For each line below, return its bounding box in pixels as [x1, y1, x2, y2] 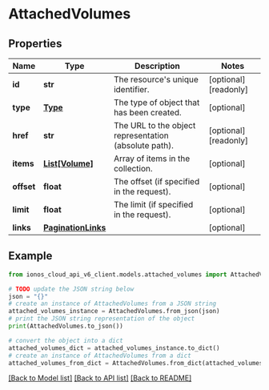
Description [134, 61, 180, 71]
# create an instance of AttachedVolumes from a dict [8, 352, 192, 360]
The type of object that [113, 97, 200, 108]
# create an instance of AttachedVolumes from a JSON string [8, 300, 217, 308]
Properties [8, 37, 62, 50]
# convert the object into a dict [8, 336, 124, 344]
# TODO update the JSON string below [8, 285, 134, 293]
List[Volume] [42, 158, 94, 169]
